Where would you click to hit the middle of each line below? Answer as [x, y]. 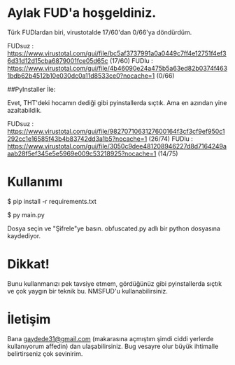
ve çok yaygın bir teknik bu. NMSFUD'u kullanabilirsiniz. [87, 291]
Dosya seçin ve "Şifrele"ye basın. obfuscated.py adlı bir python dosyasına [114, 228]
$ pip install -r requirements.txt [52, 201]
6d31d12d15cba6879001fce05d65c [58, 60]
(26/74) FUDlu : [171, 139]
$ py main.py [26, 214]
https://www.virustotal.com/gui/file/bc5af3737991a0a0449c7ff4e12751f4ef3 [117, 53]
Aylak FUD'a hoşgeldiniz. [82, 13]
